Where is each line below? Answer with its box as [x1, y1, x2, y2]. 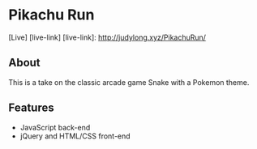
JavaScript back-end [19, 122, 91, 132]
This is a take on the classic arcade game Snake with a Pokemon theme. [8, 77, 250, 87]
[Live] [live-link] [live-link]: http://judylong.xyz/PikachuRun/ [8, 32, 207, 42]
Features [8, 101, 54, 115]
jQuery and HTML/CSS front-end [19, 131, 131, 141]
